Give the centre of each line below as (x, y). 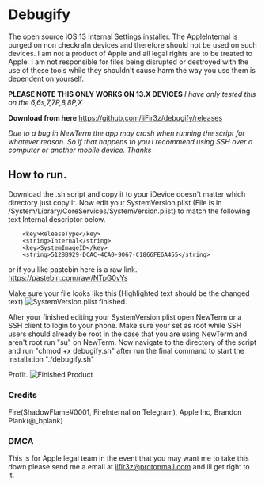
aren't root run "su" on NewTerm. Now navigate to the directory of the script (132, 342)
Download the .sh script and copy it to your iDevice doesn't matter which (127, 194)
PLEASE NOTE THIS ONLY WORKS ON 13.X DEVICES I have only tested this (132, 94)
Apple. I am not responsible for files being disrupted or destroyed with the (129, 62)
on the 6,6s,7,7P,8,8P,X (45, 102)
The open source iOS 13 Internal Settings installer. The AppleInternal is (123, 36)
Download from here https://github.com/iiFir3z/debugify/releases (115, 117)
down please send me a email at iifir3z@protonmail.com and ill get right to (129, 467)
